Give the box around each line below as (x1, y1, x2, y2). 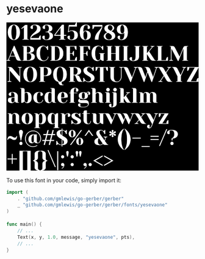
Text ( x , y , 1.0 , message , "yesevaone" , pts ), (17, 234, 135, 240)
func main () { (6, 221, 43, 227)
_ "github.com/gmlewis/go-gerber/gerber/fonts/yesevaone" (17, 202, 168, 208)
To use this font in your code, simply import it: (6, 176, 122, 184)
